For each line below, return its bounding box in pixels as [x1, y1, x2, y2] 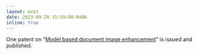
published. [6, 42, 32, 49]
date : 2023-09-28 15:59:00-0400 [6, 14, 87, 20]
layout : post [6, 8, 39, 15]
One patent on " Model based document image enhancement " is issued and [6, 36, 193, 43]
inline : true [6, 20, 39, 25]
